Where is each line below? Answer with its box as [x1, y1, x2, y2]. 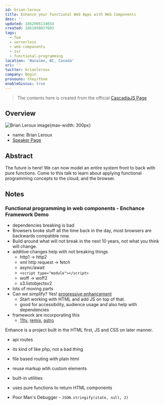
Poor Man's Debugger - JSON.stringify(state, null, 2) [12, 394, 129, 400]
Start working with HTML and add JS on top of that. [19, 296, 125, 302]
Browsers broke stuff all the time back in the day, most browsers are [12, 227, 152, 234]
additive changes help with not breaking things [12, 248, 108, 254]
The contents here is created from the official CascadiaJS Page [17, 95, 147, 101]
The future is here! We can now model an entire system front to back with [5, 165, 156, 171]
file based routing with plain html [12, 356, 79, 362]
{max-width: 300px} [49, 122, 91, 128]
